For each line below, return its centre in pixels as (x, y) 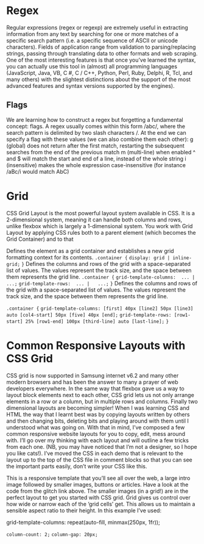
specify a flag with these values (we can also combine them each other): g (100, 139)
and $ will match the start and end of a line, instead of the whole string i (97, 159)
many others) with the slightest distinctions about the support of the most (98, 79)
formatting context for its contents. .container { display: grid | (88, 257)
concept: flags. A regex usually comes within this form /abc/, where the (96, 126)
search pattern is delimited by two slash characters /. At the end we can (97, 132)
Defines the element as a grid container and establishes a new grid (90, 251)
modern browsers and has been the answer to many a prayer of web (92, 382)
